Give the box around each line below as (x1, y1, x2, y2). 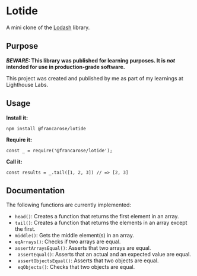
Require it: (6, 136, 33, 143)
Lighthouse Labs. (6, 81, 49, 88)
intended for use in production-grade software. (6, 63, 126, 70)
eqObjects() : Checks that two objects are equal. (17, 264, 135, 271)
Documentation (6, 186, 65, 196)
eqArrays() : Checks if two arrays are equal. (14, 238, 121, 245)
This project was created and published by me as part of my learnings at (6, 74, 184, 81)
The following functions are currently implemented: (6, 201, 132, 209)
